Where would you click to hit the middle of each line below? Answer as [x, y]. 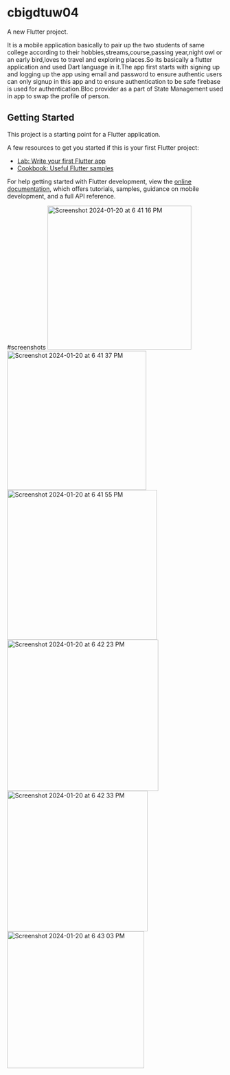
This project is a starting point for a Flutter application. [84, 134]
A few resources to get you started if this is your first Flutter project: [103, 147]
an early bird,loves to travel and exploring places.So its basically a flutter [110, 59]
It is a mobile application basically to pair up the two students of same [106, 45]
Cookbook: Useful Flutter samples [65, 168]
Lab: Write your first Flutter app [61, 161]
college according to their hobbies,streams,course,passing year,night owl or [115, 52]
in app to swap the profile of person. [59, 96]
